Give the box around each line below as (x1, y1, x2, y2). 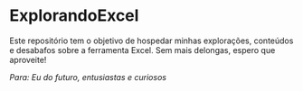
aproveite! (9, 54, 47, 65)
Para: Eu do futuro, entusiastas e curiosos (9, 71, 167, 82)
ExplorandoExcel (9, 5, 139, 26)
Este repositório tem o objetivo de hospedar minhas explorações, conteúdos (9, 35, 294, 46)
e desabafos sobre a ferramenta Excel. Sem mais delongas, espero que (9, 44, 276, 55)
